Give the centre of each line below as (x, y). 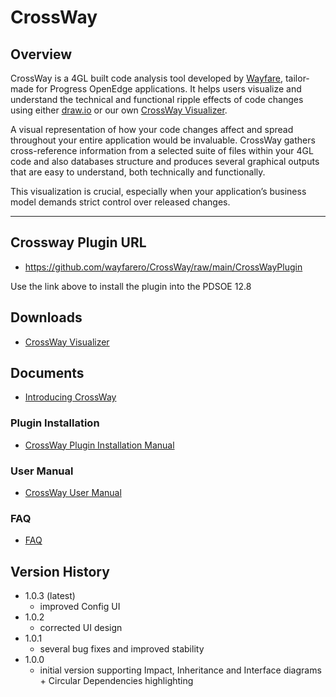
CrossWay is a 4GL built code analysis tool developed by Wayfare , (147, 78)
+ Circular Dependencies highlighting (116, 681)
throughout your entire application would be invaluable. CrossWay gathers (163, 140)
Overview (41, 54)
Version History (60, 571)
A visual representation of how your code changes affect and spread (152, 129)
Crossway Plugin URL (78, 242)
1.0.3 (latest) (50, 596)
